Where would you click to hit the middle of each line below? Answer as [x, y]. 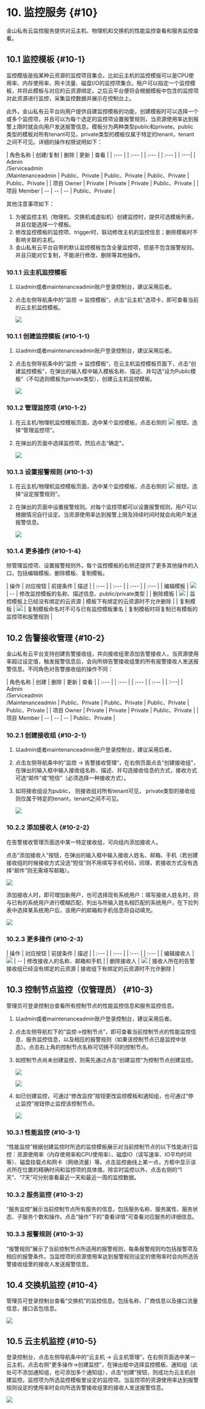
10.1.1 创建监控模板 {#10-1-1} [48, 336]
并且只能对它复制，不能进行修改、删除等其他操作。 [79, 255]
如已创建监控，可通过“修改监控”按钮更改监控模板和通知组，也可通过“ [102, 1096]
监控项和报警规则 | [30, 617]
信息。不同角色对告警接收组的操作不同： [62, 669]
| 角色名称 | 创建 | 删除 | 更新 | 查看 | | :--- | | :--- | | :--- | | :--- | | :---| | [95, 682]
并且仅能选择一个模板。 [45, 224]
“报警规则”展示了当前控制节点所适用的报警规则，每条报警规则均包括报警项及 [102, 1249]
